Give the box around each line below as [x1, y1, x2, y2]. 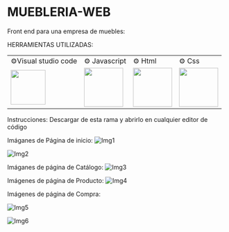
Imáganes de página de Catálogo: [7, 163, 104, 171]
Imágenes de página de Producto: [7, 176, 104, 184]
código [7, 123, 28, 131]
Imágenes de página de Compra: [7, 190, 101, 198]
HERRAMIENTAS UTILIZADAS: [7, 40, 94, 48]
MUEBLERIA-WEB [7, 4, 111, 20]
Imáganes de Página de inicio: [7, 136, 94, 144]
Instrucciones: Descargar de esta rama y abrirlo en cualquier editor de [7, 115, 208, 123]
